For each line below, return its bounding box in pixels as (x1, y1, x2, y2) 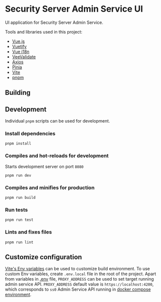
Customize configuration (5, 253, 82, 261)
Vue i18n (12, 49, 30, 54)
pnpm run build (5, 195, 36, 200)
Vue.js (12, 38, 25, 44)
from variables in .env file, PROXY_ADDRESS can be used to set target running (5, 276, 154, 282)
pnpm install (5, 141, 32, 146)
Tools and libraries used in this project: (5, 29, 82, 35)
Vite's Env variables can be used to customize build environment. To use (5, 266, 150, 272)
